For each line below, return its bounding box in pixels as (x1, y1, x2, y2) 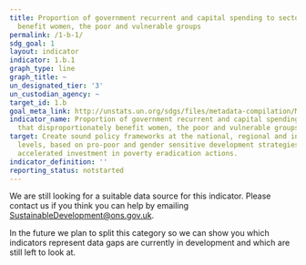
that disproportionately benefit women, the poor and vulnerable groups (17, 124, 300, 133)
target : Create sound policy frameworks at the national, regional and (9, 132, 287, 141)
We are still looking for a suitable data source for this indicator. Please (9, 190, 271, 201)
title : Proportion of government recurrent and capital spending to (9, 13, 275, 23)
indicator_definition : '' (9, 157, 107, 167)
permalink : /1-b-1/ (9, 30, 84, 39)
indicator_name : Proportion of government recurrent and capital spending (9, 115, 300, 124)
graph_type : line (9, 65, 76, 74)
